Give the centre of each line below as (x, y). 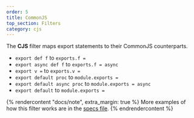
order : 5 (17, 12)
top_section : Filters (34, 23)
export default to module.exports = (60, 90)
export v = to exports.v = (48, 71)
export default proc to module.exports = (67, 77)
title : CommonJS (27, 18)
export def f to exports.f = (50, 58)
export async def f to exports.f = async (67, 64)
